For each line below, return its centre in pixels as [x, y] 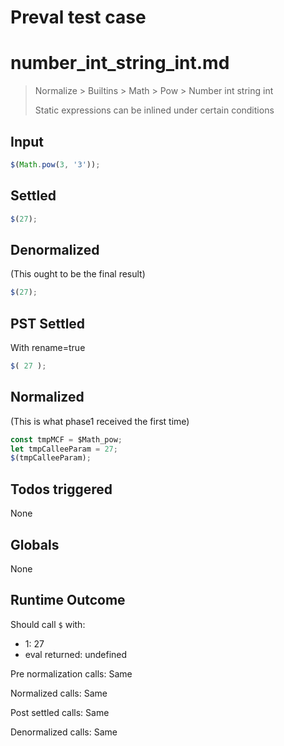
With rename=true [48, 347]
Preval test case [78, 17]
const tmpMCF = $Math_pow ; [66, 439]
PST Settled [48, 323]
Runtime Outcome [68, 600]
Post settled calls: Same [60, 712]
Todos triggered [61, 489]
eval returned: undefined [76, 654]
